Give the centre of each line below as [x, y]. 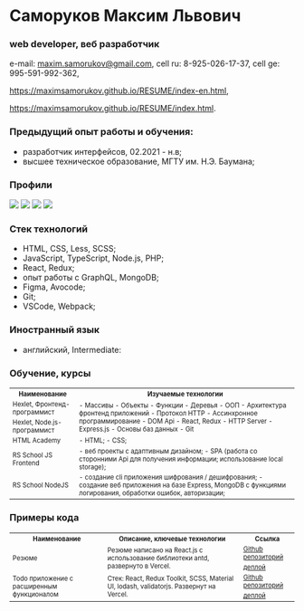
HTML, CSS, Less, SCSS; [69, 249]
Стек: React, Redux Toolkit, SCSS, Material [171, 579]
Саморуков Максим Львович [125, 16]
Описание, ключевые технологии [172, 539]
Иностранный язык [54, 329]
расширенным [35, 587]
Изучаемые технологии [185, 394]
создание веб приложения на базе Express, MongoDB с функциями [183, 485]
